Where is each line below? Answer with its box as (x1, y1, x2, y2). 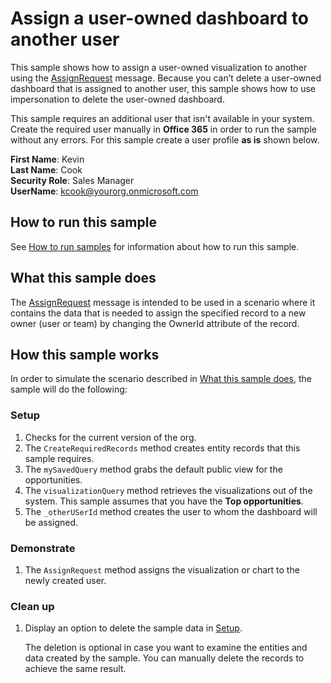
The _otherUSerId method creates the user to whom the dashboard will (24, 505, 318, 517)
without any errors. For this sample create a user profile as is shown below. (10, 133, 320, 146)
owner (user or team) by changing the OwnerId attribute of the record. (10, 317, 300, 329)
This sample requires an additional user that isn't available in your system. (10, 112, 315, 124)
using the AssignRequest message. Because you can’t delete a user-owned (10, 72, 322, 84)
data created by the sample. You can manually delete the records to (24, 652, 305, 664)
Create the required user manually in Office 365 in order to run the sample (10, 123, 317, 135)
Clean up (10, 599, 55, 613)
